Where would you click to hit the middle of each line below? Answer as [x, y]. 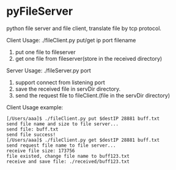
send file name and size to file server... [63, 124]
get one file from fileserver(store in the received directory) [89, 58]
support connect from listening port [60, 82]
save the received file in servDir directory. [68, 89]
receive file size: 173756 [41, 151]
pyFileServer [40, 11]
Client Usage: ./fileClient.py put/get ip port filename [71, 40]
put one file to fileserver [45, 52]
